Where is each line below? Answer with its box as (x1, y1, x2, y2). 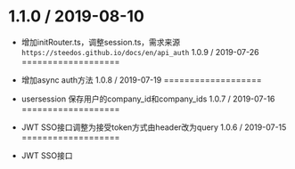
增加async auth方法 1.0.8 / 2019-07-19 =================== (20, 74, 262, 85)
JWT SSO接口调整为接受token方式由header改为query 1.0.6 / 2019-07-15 (20, 122, 287, 133)
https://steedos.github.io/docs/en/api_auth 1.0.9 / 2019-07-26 (20, 46, 259, 57)
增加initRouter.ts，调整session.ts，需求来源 (20, 36, 181, 47)
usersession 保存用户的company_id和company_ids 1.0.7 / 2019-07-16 (20, 93, 275, 104)
